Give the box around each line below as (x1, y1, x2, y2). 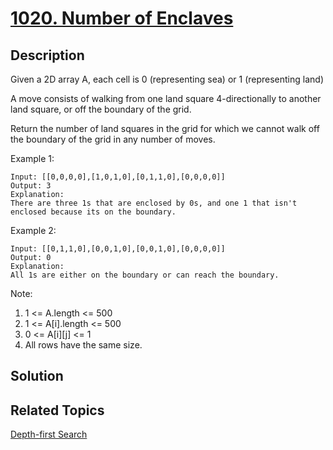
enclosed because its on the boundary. (10, 207, 177, 217)
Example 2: (10, 225, 57, 236)
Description (10, 47, 85, 64)
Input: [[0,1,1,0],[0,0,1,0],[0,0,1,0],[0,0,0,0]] (10, 244, 226, 254)
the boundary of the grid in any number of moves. (10, 133, 216, 145)
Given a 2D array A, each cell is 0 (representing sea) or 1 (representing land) (10, 73, 324, 85)
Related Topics (10, 402, 105, 419)
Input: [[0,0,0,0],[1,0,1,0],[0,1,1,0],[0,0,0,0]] (10, 172, 226, 182)
